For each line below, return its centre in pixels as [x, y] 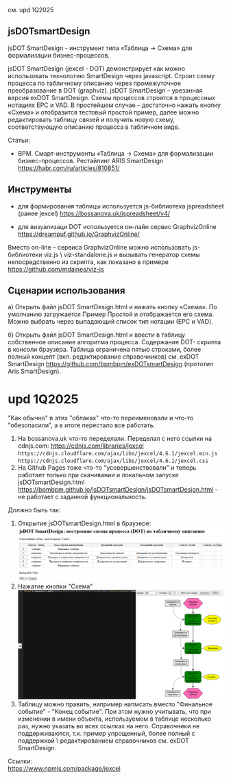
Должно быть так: [34, 510]
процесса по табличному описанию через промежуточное [94, 83]
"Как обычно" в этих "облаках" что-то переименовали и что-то [101, 418]
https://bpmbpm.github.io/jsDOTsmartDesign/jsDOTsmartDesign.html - [118, 490]
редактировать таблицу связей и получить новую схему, [92, 119]
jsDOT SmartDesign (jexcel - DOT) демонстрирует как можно [97, 69]
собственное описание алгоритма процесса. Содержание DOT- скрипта [114, 342]
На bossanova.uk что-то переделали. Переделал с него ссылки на [114, 439]
